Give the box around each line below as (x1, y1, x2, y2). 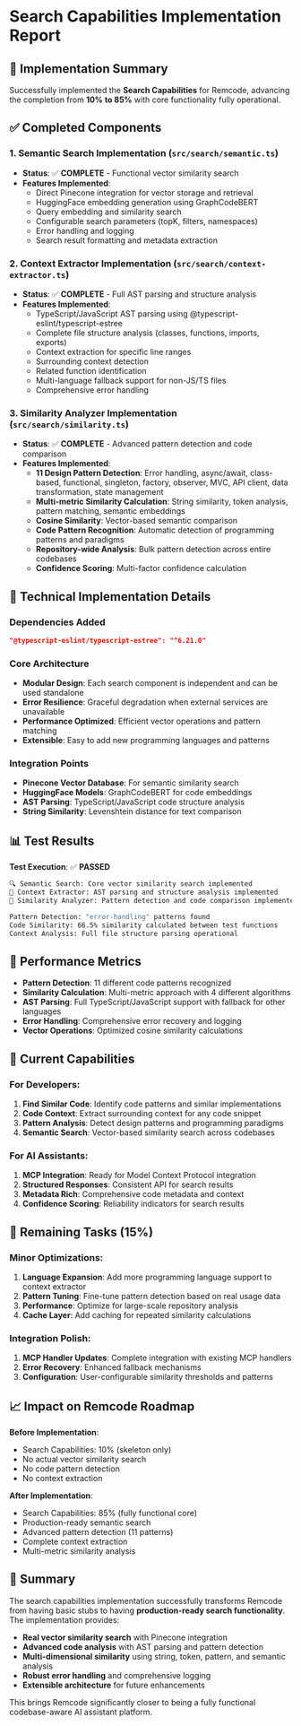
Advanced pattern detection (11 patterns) (21, 1527, 174, 1538)
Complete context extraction (21, 1536, 128, 1548)
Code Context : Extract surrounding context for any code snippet (21, 1108, 262, 1118)
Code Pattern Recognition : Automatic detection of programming (35, 525, 275, 535)
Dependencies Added (9, 616, 106, 629)
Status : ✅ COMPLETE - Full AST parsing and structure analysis (21, 289, 257, 299)
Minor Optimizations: (9, 1251, 104, 1263)
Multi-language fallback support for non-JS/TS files (35, 375, 227, 386)
